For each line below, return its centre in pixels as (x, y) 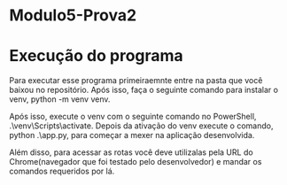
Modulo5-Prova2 (73, 15)
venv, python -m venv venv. (60, 99)
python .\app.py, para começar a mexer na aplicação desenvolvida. (132, 135)
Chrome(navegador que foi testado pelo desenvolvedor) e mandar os (136, 162)
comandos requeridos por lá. (62, 171)
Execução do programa (96, 56)
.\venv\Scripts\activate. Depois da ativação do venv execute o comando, (141, 126)
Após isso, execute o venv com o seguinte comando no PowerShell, (133, 117)
